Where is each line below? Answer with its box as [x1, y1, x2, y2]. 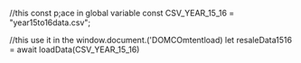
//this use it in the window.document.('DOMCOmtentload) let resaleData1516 [9, 35, 292, 45]
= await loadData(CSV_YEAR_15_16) [9, 44, 140, 55]
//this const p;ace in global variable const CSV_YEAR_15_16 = [9, 8, 235, 18]
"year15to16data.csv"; [9, 17, 91, 28]
